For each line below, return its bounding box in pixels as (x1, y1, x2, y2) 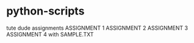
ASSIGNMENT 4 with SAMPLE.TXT (6, 30, 94, 38)
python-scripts (6, 4, 85, 18)
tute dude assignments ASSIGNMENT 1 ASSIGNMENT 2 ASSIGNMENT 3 (6, 24, 188, 31)
